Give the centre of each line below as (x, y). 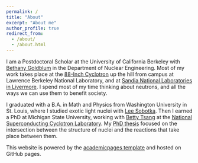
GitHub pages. (24, 154)
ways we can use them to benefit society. (57, 93)
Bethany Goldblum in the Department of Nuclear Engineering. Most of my (95, 68)
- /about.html (29, 45)
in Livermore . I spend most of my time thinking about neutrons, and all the (96, 87)
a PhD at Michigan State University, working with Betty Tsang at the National (99, 117)
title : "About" (25, 17)
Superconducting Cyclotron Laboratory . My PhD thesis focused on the (92, 123)
